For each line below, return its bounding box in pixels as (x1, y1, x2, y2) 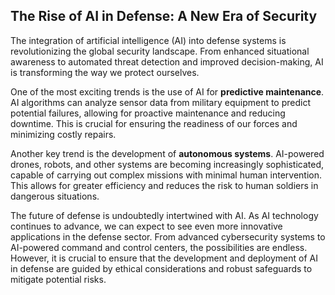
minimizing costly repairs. (10, 128, 117, 140)
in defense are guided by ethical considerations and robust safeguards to (10, 262, 313, 274)
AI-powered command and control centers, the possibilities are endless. (10, 241, 308, 253)
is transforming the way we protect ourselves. (10, 66, 200, 78)
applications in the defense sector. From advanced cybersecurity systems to (10, 230, 326, 243)
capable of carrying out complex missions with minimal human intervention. (10, 169, 322, 181)
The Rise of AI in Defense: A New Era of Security (10, 8, 318, 25)
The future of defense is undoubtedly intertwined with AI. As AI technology (10, 209, 319, 221)
